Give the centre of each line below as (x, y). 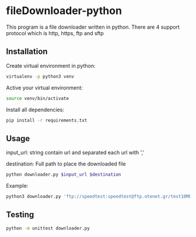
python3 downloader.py (34, 197)
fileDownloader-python (64, 11)
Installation (27, 52)
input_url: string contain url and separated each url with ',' (75, 153)
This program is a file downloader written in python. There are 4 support (93, 27)
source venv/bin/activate (37, 98)
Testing (20, 215)
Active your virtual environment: (45, 87)
